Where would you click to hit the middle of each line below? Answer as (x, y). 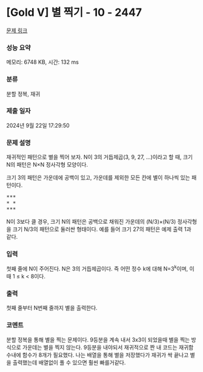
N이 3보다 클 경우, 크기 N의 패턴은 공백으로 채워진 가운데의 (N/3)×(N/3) (91, 222)
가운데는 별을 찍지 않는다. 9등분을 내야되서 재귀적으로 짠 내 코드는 (100, 347)
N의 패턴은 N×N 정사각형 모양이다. (47, 165)
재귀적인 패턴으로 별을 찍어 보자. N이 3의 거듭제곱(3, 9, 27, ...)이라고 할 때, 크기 (99, 157)
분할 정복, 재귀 (23, 94)
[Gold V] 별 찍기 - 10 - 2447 (74, 12)
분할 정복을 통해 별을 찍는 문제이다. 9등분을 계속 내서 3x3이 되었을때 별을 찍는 (98, 339)
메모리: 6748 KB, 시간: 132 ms (42, 62)
